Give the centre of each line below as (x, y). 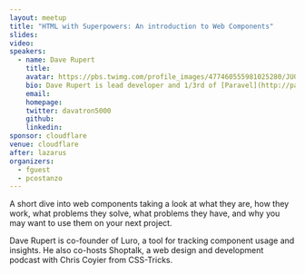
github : (40, 119)
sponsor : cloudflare (49, 136)
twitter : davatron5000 (69, 111)
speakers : (28, 52)
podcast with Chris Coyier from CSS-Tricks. (91, 260)
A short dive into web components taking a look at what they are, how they (149, 204)
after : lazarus (38, 152)
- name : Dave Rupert (56, 60)
